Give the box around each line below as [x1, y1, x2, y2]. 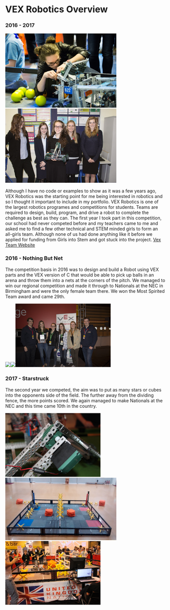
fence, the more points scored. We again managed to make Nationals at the [5, 397, 163, 403]
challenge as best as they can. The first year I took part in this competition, [5, 215, 162, 221]
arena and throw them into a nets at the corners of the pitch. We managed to [5, 277, 165, 283]
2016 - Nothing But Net [5, 255, 63, 262]
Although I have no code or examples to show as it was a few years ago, [5, 188, 157, 194]
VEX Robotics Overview [5, 4, 108, 15]
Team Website [5, 242, 36, 248]
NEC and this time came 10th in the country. [5, 403, 97, 409]
